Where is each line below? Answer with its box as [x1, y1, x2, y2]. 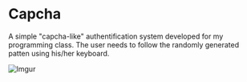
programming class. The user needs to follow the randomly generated [8, 39, 239, 49]
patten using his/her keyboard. [8, 48, 110, 58]
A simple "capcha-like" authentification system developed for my [8, 31, 224, 41]
